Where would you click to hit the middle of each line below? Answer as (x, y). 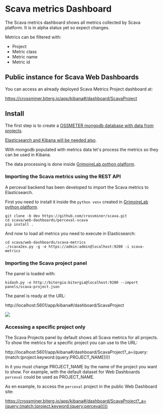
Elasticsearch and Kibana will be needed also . (51, 140)
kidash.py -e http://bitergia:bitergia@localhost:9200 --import (72, 283)
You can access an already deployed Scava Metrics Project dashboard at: (79, 89)
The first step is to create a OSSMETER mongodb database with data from (80, 126)
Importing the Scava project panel (46, 263)
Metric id (21, 62)
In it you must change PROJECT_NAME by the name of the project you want (81, 367)
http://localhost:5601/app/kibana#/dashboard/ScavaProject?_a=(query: (76, 352)
